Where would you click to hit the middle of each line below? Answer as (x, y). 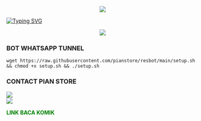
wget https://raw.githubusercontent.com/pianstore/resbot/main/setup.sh (101, 61)
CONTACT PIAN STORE (42, 81)
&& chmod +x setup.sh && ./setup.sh (53, 66)
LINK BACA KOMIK (31, 112)
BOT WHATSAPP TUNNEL (45, 48)
